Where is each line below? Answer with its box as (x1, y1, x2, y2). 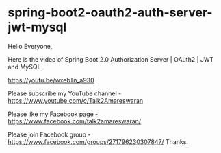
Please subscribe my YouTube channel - (8, 89, 122, 97)
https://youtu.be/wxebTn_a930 (8, 75, 94, 84)
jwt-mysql (8, 19, 67, 35)
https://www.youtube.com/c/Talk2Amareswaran (8, 96, 144, 104)
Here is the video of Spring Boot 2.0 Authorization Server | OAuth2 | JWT (8, 55, 214, 63)
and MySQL (8, 62, 41, 71)
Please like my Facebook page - (8, 110, 99, 118)
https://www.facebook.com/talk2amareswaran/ (8, 117, 142, 125)
